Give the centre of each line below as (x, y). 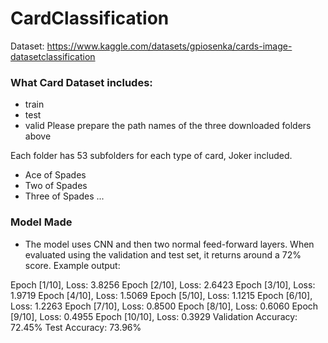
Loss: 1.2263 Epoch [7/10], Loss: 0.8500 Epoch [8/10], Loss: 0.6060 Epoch (164, 306)
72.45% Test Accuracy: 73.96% (76, 327)
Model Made (41, 222)
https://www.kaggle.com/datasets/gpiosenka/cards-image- (169, 46)
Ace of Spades (55, 175)
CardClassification (90, 18)
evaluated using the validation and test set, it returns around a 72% (163, 254)
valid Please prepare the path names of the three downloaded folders (168, 126)
